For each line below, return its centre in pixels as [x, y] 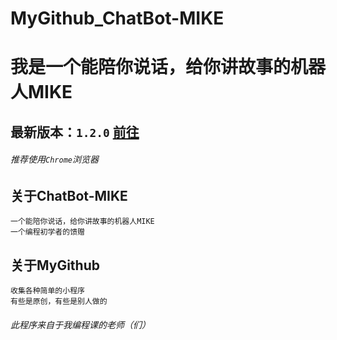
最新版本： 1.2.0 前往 [75, 132]
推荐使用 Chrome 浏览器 [54, 159]
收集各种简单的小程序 [47, 291]
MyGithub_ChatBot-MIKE [117, 18]
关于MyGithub [55, 265]
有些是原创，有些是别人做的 [59, 302]
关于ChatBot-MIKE [69, 195]
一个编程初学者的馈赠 [47, 232]
